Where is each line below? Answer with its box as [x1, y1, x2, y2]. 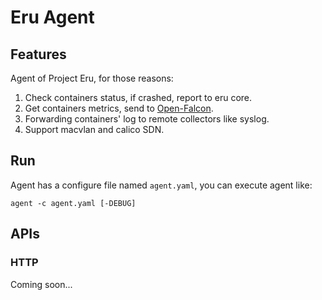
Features [10, 46, 67, 63]
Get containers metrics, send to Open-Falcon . [24, 102, 214, 114]
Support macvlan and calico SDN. [24, 124, 165, 135]
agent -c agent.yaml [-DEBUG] [10, 198, 137, 208]
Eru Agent [10, 6, 95, 29]
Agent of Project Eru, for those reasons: [10, 72, 174, 84]
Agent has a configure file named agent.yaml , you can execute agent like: [10, 179, 313, 191]
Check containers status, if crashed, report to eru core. [24, 92, 253, 103]
